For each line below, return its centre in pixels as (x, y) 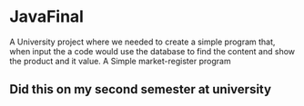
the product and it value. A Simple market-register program (120, 61)
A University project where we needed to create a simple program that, (142, 42)
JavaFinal (47, 17)
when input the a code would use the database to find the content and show (152, 51)
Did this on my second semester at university (140, 89)
